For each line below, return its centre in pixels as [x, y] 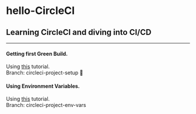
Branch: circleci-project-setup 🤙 [45, 73]
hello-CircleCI [40, 11]
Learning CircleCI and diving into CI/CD [79, 32]
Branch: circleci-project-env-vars [46, 105]
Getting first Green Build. [37, 54]
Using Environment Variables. [43, 86]
